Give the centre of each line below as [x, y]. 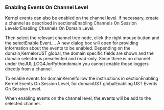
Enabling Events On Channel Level [47, 7]
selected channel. [23, 104]
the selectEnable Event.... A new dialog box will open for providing [72, 43]
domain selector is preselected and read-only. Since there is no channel [78, 59]
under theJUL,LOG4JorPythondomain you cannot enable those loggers [77, 64]
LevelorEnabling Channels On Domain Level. [50, 28]
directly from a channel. [29, 69]
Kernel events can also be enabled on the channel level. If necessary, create [82, 18]
